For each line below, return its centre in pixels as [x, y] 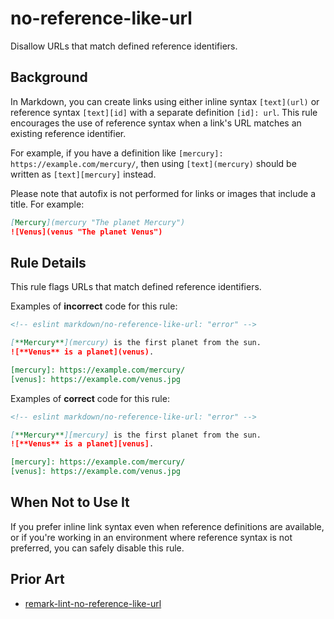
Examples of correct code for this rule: [90, 398]
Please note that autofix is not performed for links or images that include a [163, 193]
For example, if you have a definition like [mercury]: [117, 153]
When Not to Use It [70, 502]
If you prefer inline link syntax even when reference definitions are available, [167, 526]
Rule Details [48, 262]
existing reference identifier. [68, 133]
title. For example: [47, 204]
